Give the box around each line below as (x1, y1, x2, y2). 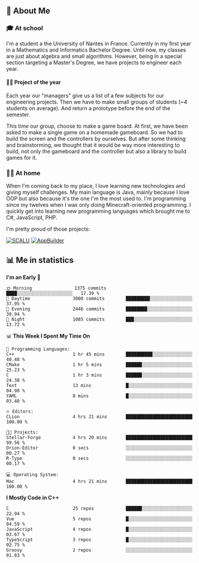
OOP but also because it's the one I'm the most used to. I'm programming (6, 195, 186, 202)
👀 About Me (6, 6, 50, 16)
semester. (6, 111, 31, 118)
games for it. (6, 154, 37, 161)
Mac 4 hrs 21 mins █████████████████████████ (6, 479, 193, 485)
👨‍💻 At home (6, 169, 40, 177)
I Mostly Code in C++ (6, 494, 59, 501)
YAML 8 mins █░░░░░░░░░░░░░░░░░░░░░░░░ (6, 393, 193, 399)
